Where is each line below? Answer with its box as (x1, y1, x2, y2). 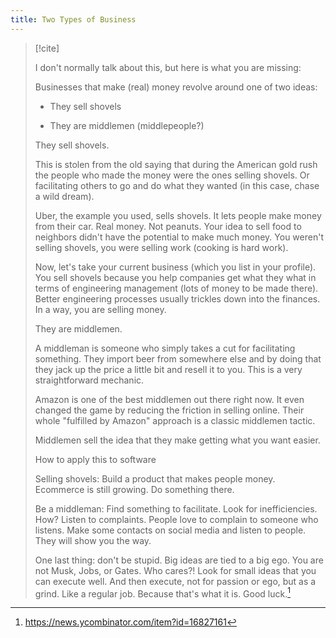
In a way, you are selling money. (34, 303, 167, 315)
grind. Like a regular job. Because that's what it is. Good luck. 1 (34, 586, 291, 600)
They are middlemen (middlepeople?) (49, 119, 205, 131)
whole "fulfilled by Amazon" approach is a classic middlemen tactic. (34, 414, 316, 426)
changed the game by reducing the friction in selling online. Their (34, 404, 305, 416)
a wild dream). (34, 190, 95, 202)
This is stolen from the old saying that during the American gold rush (34, 158, 318, 170)
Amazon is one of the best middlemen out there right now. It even (34, 393, 305, 405)
